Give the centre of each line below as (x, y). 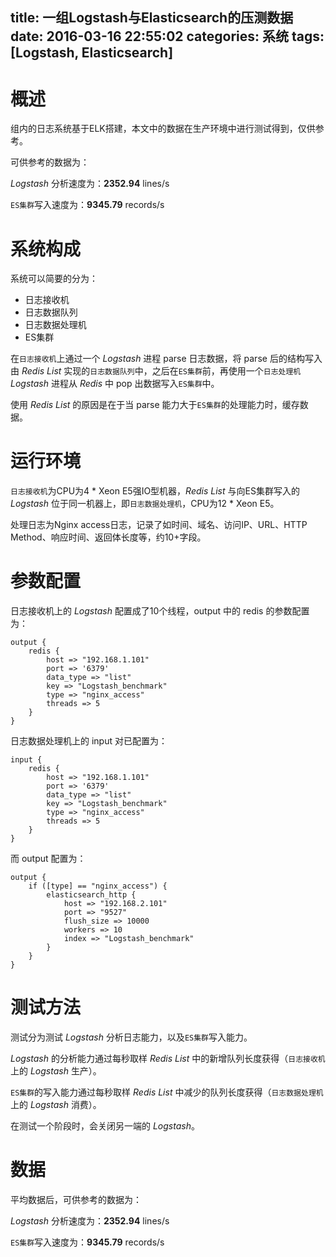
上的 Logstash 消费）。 (56, 1105)
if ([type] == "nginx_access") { (98, 886)
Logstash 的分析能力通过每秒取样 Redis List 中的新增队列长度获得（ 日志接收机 (168, 1059)
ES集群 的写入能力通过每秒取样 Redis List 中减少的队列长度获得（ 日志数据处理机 (167, 1092)
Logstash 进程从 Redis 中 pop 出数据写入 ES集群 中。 (115, 384)
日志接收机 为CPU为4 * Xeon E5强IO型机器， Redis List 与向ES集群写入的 (155, 491)
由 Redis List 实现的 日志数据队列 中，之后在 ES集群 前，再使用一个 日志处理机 (156, 371)
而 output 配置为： (48, 859)
